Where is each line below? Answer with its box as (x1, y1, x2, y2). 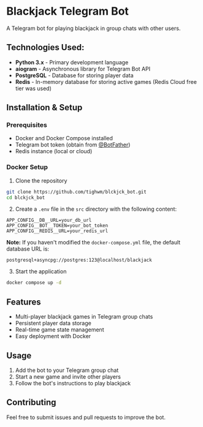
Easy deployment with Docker (15, 333, 91, 340)
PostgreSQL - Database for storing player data (15, 72, 134, 79)
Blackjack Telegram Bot (6, 4, 129, 18)
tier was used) (15, 85, 52, 92)
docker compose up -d (6, 280, 62, 286)
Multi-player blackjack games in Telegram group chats (15, 313, 153, 320)
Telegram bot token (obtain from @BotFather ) (15, 141, 131, 148)
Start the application (15, 268, 67, 275)
